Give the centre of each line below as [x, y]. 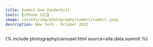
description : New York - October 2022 [47, 24]
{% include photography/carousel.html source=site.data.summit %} [77, 39]
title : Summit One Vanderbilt [38, 10]
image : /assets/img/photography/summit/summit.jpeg [62, 19]
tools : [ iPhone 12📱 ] [27, 15]
